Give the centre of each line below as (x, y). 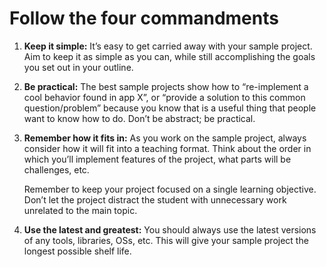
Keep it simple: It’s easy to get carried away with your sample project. (168, 46)
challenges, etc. (56, 169)
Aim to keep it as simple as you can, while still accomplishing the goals (169, 56)
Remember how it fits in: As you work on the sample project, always (165, 138)
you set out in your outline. (78, 67)
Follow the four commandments (144, 18)
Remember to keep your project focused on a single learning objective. (170, 189)
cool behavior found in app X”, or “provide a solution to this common (164, 97)
